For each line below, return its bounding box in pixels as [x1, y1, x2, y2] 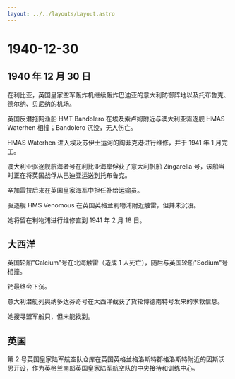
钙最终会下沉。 [7, 282, 51, 291]
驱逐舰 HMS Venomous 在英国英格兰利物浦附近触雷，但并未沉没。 [7, 200, 200, 209]
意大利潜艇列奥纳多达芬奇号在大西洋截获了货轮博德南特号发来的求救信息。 [7, 297, 224, 306]
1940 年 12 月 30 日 [7, 71, 91, 83]
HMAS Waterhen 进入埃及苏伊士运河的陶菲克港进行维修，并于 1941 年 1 [7, 138, 214, 147]
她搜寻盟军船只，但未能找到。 [7, 312, 94, 321]
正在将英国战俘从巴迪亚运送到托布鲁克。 [13, 171, 131, 179]
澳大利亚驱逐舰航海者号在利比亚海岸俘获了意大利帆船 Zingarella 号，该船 [7, 162, 219, 170]
